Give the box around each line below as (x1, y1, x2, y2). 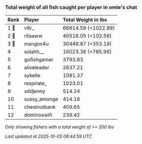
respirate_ (24, 80, 47, 87)
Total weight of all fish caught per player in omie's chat (5, 4, 138, 11)
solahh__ (24, 48, 44, 55)
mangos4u (24, 40, 49, 47)
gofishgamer (24, 56, 53, 63)
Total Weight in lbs (62, 17, 107, 23)
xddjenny (24, 88, 45, 95)
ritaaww (24, 33, 43, 39)
